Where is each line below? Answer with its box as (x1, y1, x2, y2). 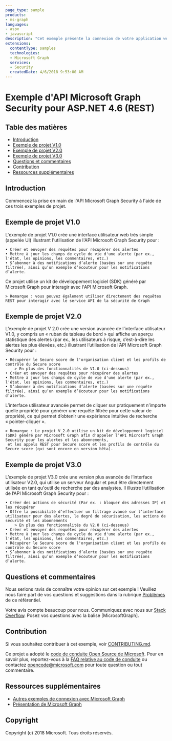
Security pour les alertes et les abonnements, (5, 437, 109, 443)
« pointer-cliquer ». (5, 418, 46, 425)
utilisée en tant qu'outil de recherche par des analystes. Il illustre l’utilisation (5, 485, 165, 491)
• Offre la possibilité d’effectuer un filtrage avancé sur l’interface (5, 509, 164, 514)
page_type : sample (5, 7, 45, 13)
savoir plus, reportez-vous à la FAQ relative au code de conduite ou (5, 656, 147, 662)
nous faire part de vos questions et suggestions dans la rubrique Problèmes (5, 592, 165, 598)
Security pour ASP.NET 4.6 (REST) (5, 103, 155, 114)
